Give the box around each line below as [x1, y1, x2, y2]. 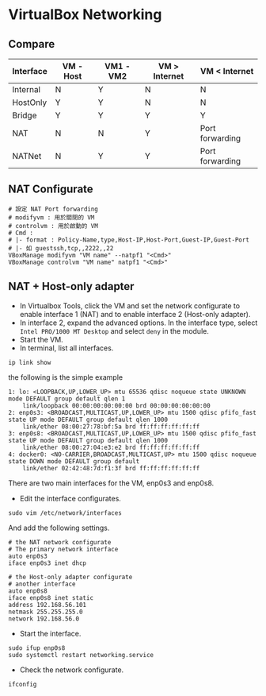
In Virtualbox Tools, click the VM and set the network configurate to [19, 300, 240, 311]
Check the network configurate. [19, 665, 124, 675]
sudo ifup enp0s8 [8, 644, 66, 652]
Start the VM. [19, 334, 63, 344]
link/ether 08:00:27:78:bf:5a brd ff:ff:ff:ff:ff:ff [22, 423, 200, 431]
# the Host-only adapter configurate [8, 573, 133, 581]
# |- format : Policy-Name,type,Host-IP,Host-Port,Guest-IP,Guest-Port [8, 236, 249, 244]
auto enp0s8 [8, 586, 47, 595]
